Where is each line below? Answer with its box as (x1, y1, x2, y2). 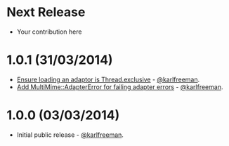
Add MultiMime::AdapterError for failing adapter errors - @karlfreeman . (16, 82, 223, 91)
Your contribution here (16, 27, 82, 36)
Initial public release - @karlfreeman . (16, 131, 124, 139)
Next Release (6, 4, 86, 20)
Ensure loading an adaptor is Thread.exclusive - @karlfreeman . (16, 75, 200, 84)
